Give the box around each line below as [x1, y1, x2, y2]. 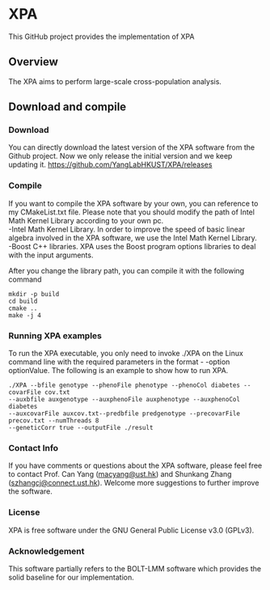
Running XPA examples [8, 329, 103, 341]
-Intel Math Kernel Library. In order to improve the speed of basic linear [8, 224, 245, 234]
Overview [8, 55, 59, 69]
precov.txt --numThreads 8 [8, 417, 99, 425]
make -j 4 [8, 311, 42, 320]
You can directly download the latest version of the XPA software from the [8, 142, 255, 152]
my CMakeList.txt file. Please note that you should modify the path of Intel [8, 207, 255, 217]
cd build [8, 297, 38, 305]
